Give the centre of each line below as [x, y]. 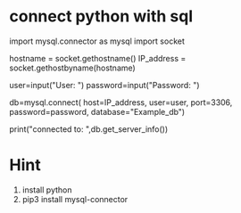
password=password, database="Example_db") [97, 111]
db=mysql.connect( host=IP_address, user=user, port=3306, [121, 102]
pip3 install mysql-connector [75, 199]
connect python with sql [101, 16]
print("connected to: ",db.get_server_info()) [89, 129]
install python [47, 190]
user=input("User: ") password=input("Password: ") [104, 85]
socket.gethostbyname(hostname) [72, 68]
